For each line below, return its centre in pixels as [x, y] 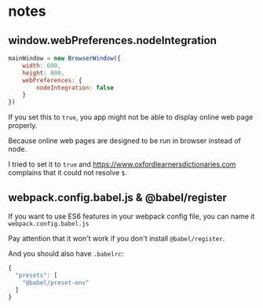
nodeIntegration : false [75, 88]
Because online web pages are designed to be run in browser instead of [124, 141]
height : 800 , [44, 73]
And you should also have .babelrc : [66, 253]
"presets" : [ [37, 275]
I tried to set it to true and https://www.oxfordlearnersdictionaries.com [122, 164]
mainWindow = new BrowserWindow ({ [65, 58]
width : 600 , [42, 65]
